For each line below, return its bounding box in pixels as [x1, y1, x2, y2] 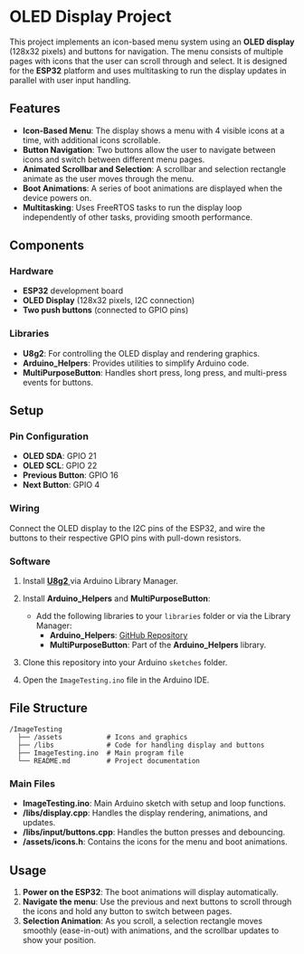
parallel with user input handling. [9, 74, 131, 85]
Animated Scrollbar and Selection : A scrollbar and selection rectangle [22, 163, 287, 174]
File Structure [9, 701, 88, 716]
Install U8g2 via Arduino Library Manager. [22, 576, 179, 587]
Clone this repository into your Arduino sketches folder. [22, 657, 228, 668]
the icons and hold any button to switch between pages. [22, 905, 233, 916]
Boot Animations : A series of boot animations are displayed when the [22, 183, 283, 194]
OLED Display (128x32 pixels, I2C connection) [22, 295, 195, 306]
